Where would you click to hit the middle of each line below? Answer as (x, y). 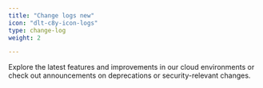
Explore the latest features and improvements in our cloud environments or (131, 67)
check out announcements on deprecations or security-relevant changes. (130, 75)
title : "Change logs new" (51, 15)
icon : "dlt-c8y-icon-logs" (53, 23)
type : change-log (37, 30)
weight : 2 (25, 38)
